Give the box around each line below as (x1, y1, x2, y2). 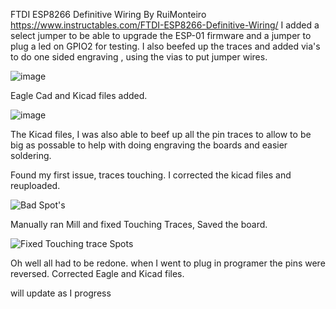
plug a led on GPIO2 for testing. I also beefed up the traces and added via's (10, 40, 321, 52)
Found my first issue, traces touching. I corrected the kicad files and (10, 169, 292, 181)
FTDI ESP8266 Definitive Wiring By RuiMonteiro (10, 9, 207, 20)
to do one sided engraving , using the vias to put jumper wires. (10, 51, 268, 63)
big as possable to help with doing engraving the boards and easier (10, 139, 288, 151)
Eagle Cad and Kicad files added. (10, 90, 148, 101)
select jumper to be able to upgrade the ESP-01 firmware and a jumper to (10, 30, 312, 41)
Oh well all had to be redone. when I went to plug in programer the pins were (10, 257, 326, 269)
